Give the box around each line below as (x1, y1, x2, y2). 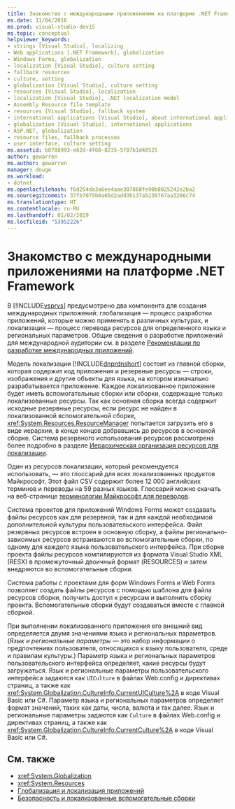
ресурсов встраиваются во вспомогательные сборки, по (41, 535, 213, 543)
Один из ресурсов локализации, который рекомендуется (7, 462, 179, 471)
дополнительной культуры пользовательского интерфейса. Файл (7, 520, 203, 529)
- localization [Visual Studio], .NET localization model (7, 95, 180, 102)
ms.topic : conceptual (7, 29, 71, 37)
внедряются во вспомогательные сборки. (7, 564, 134, 573)
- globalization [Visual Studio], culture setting (7, 82, 158, 89)
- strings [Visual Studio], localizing (7, 43, 124, 50)
